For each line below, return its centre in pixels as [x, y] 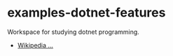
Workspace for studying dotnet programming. [74, 32]
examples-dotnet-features [86, 13]
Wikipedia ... [35, 45]
